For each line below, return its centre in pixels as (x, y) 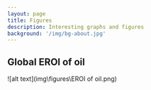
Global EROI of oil (46, 62)
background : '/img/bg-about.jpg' (57, 33)
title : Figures (30, 20)
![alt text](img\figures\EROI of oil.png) (62, 79)
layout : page (27, 14)
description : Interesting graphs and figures (75, 27)
